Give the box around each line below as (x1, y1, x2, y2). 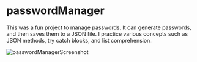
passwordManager (6, 4, 105, 18)
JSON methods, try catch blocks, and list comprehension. (6, 36, 152, 44)
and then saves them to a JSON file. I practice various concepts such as (6, 30, 188, 37)
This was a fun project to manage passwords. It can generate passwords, (6, 24, 191, 31)
